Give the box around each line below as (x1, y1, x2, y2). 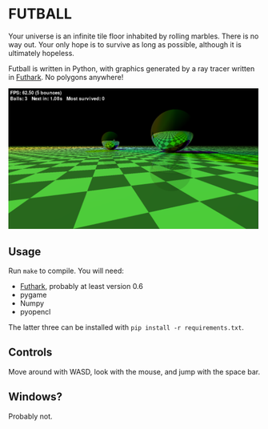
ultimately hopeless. (8, 48, 74, 58)
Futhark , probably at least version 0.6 (19, 282, 144, 291)
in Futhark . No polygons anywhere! (8, 72, 124, 82)
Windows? (8, 390, 62, 404)
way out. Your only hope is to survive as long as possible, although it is (8, 39, 242, 49)
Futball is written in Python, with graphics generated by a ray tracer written (8, 63, 255, 73)
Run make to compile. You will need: (8, 266, 124, 275)
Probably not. (8, 411, 54, 421)
